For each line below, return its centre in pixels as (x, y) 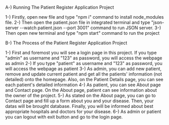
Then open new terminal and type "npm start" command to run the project (82, 33)
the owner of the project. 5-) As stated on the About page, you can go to (81, 96)
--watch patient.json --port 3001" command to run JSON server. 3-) (91, 28)
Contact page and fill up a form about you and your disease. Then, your (79, 101)
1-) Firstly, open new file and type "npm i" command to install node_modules (84, 17)
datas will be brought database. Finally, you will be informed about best (79, 106)
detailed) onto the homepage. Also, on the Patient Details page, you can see (84, 79)
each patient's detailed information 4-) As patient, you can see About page (83, 85)
